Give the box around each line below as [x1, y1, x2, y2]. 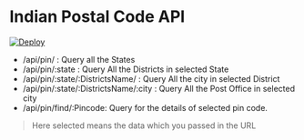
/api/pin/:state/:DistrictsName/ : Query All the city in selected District [22, 73, 280, 84]
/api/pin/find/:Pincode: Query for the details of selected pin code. [22, 102, 269, 113]
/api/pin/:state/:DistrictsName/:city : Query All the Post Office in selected [22, 83, 296, 94]
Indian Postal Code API [9, 6, 186, 27]
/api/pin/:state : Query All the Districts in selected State [22, 64, 229, 75]
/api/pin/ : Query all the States [22, 54, 136, 65]
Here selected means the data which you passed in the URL [31, 120, 257, 131]
